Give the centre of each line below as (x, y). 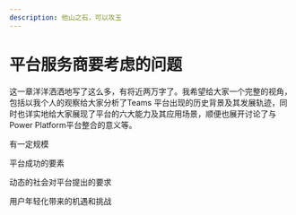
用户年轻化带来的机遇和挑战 (61, 201)
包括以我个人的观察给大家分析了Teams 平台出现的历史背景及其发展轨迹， (144, 102)
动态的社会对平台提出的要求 (61, 182)
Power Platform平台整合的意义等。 (73, 125)
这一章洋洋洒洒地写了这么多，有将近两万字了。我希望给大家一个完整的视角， (151, 91)
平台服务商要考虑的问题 (96, 64)
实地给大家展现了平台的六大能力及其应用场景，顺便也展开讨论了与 (154, 114)
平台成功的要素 (37, 163)
